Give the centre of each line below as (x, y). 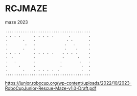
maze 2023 (17, 22)
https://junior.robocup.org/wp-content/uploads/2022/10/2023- (68, 83)
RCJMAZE (26, 9)
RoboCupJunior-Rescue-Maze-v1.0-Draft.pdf (51, 88)
